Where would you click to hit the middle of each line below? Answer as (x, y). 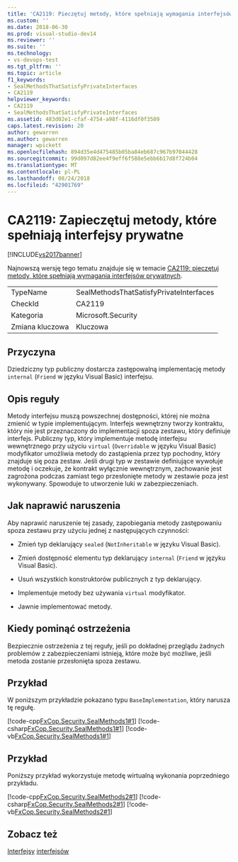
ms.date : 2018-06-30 (38, 27)
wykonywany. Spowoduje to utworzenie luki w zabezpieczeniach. (103, 483)
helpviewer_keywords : (39, 100)
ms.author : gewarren (38, 139)
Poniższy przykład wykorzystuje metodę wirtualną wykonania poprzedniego (119, 776)
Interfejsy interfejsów (38, 851)
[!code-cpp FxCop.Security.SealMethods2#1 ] (73, 797)
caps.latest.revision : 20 (45, 126)
